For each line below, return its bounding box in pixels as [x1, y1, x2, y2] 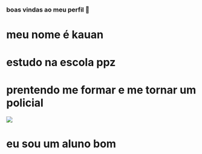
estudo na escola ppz [6, 56, 116, 69]
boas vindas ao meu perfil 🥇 [6, 5, 90, 14]
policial [6, 96, 44, 110]
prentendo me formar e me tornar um [6, 83, 197, 97]
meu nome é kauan [6, 28, 104, 42]
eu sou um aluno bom [6, 137, 117, 151]
